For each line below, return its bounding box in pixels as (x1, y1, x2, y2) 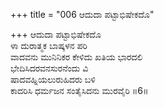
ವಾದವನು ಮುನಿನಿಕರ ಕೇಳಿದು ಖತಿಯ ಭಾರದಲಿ (10, 51, 143, 63)
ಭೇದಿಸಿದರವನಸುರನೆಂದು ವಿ (10, 62, 89, 74)
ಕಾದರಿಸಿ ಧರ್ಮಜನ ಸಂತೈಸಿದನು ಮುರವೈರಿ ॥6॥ (10, 85, 149, 96)
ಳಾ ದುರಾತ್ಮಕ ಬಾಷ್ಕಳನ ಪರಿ (10, 40, 88, 51)
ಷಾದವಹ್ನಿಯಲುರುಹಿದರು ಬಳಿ (10, 74, 96, 85)
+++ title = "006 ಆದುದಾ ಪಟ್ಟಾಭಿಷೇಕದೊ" (10, 9, 155, 20)
